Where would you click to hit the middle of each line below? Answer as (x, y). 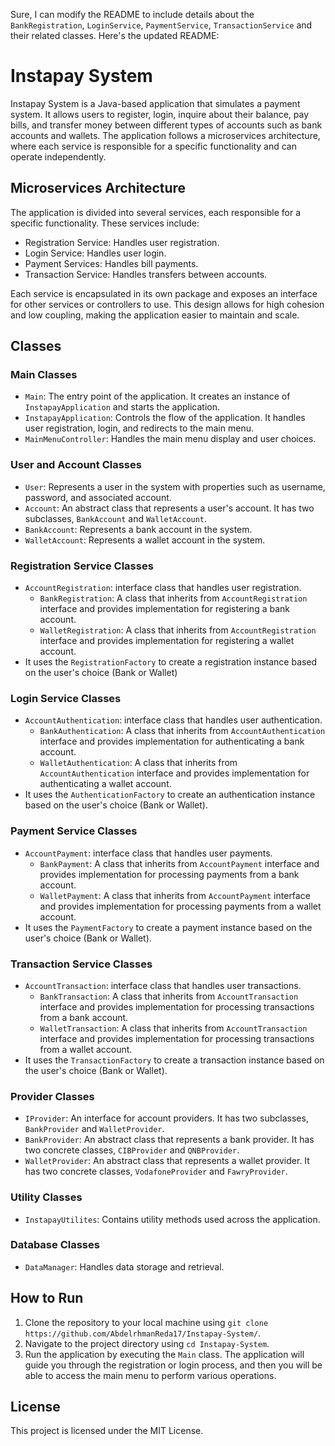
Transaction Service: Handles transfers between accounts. (146, 274)
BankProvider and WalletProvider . (94, 1129)
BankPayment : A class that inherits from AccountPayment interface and (179, 863)
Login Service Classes (66, 698)
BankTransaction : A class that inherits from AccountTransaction (169, 996)
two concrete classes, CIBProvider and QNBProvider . (132, 1150)
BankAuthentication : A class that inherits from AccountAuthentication (182, 731)
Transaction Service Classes (81, 964)
